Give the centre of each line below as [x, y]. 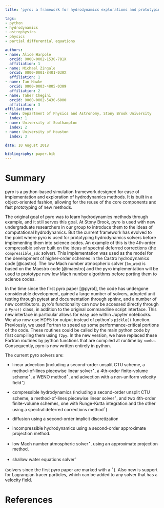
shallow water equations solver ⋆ [44, 459]
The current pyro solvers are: [34, 355]
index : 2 [18, 127]
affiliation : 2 [25, 91]
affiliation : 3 [25, 105]
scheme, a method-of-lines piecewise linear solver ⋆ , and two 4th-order [84, 398]
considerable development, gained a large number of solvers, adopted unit [80, 294]
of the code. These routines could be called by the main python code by [78, 330]
